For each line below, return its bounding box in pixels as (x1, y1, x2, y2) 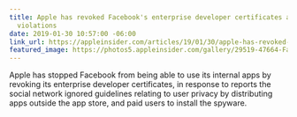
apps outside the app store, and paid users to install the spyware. (9, 98, 247, 108)
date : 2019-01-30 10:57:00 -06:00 (9, 29, 137, 38)
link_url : (9, 37, 46, 47)
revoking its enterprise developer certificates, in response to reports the (9, 79, 271, 90)
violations (17, 21, 57, 30)
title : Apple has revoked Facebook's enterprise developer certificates (9, 12, 283, 22)
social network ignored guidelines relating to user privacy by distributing (9, 89, 273, 99)
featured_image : (9, 46, 69, 55)
